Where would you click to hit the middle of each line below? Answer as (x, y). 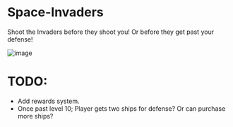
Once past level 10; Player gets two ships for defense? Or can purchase (121, 108)
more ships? (35, 116)
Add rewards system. (48, 101)
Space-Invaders (55, 12)
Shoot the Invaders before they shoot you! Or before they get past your (110, 32)
